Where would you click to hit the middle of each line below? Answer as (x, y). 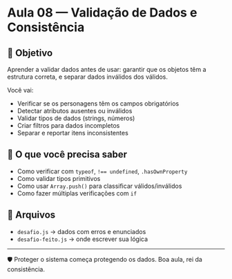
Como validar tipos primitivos (59, 178)
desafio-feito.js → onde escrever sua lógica (83, 239)
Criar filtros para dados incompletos (68, 125)
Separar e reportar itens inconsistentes (73, 133)
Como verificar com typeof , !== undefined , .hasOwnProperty (102, 171)
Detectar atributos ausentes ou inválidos (75, 111)
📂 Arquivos (31, 215)
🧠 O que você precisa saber (67, 154)
